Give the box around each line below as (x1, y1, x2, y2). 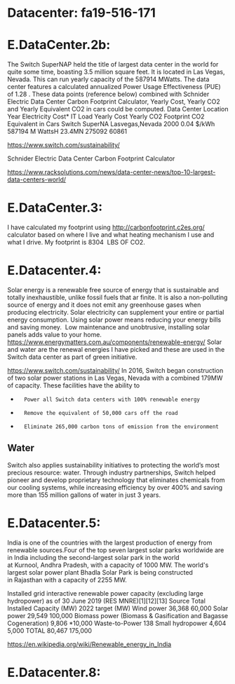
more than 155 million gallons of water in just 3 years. (7, 491, 161, 499)
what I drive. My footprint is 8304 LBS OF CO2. (7, 238, 145, 247)
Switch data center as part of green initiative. (7, 353, 137, 361)
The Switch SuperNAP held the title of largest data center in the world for (7, 60, 219, 69)
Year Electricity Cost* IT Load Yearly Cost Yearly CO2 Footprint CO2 (7, 112, 205, 121)
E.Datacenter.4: (7, 263, 102, 278)
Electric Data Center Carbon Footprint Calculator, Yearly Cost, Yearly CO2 (7, 97, 221, 106)
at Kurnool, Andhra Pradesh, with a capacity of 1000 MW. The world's (7, 561, 209, 569)
